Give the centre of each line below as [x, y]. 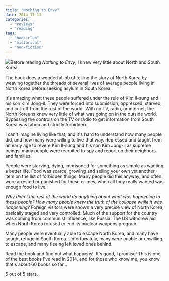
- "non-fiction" [27, 47]
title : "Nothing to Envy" [32, 10]
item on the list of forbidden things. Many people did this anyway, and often [83, 176]
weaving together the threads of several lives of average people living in [80, 83]
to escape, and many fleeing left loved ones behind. [59, 244]
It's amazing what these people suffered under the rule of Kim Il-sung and [82, 98]
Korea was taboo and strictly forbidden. [46, 124]
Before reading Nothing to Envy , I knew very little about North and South [85, 62]
